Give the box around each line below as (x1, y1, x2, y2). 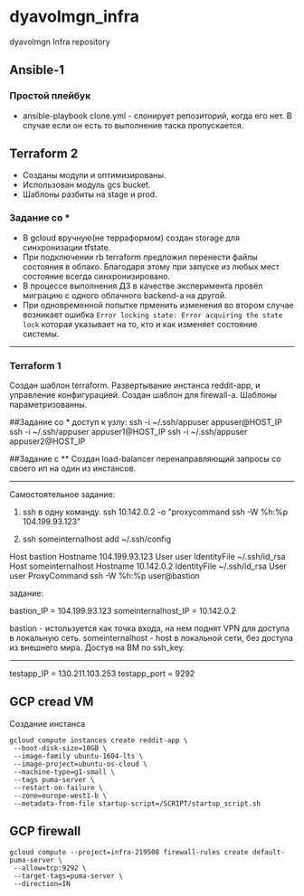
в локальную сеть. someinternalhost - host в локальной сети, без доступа (9, 633, 294, 644)
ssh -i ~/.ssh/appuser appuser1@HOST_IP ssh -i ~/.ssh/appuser (9, 427, 248, 438)
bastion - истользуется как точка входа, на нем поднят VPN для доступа (9, 623, 290, 634)
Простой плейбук (9, 90, 91, 102)
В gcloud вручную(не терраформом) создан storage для (22, 232, 240, 243)
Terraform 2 (9, 146, 79, 162)
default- (252, 847, 285, 856)
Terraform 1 (9, 359, 62, 372)
